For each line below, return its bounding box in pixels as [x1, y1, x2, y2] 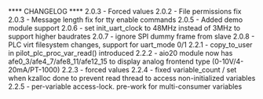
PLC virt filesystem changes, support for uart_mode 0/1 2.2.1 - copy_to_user [8, 40, 253, 49]
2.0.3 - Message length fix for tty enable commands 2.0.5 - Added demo [8, 15, 243, 24]
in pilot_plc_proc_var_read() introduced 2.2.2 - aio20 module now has [8, 49, 233, 57]
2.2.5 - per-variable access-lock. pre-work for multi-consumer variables [8, 82, 243, 91]
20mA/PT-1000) [8, 65, 60, 74]
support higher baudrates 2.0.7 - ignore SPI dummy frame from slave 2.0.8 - [8, 31, 255, 41]
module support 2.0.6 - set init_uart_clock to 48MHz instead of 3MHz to [8, 24, 241, 32]
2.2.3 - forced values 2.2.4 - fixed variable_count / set [61, 65, 237, 74]
